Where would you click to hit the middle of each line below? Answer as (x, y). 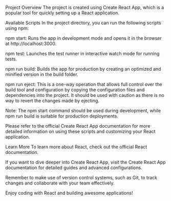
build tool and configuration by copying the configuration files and (75, 90)
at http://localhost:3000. (31, 44)
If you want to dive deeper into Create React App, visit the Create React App (85, 162)
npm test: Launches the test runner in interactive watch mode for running (82, 54)
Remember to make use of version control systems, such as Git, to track (81, 177)
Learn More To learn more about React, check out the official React (76, 147)
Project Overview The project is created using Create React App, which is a (85, 7)
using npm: (17, 28)
